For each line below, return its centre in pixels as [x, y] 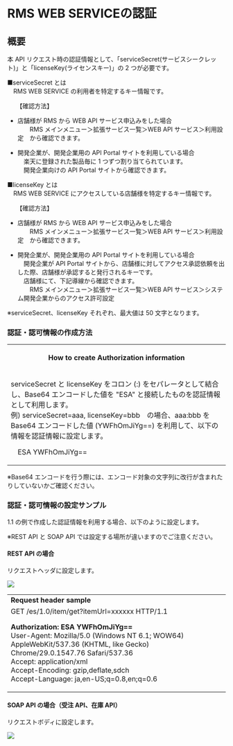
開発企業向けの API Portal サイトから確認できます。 [97, 170]
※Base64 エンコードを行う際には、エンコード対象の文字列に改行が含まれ [112, 477]
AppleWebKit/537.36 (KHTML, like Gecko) [80, 644]
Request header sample [51, 600]
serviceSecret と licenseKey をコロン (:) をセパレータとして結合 [115, 384]
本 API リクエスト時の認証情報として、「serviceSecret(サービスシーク [106, 59]
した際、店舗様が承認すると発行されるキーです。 [87, 272]
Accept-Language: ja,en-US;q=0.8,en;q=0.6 [84, 679]
